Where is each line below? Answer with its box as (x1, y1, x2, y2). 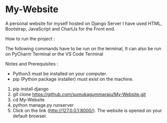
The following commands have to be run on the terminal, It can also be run (5, 45, 161, 51)
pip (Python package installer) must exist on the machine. (12, 76, 134, 82)
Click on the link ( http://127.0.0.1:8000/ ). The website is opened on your (12, 107, 162, 113)
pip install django (12, 85, 49, 92)
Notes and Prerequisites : (5, 60, 59, 67)
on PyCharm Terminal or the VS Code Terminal (5, 51, 103, 57)
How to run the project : (5, 36, 55, 42)
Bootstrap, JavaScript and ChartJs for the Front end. (5, 25, 116, 32)
